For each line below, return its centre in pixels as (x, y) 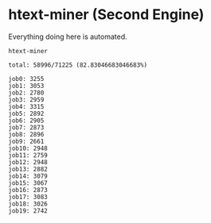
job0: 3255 (26, 79)
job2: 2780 (26, 93)
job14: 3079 (28, 176)
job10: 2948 (28, 148)
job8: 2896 (26, 134)
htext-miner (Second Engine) (106, 15)
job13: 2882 (28, 169)
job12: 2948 (28, 162)
